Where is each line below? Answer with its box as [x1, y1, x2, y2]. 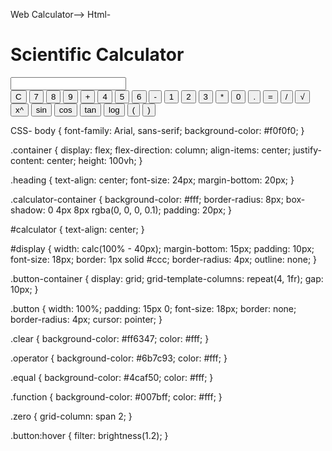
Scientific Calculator [10, 44, 185, 66]
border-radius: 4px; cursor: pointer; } [10, 313, 163, 325]
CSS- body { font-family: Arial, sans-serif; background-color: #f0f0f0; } [10, 124, 305, 136]
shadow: [10, 204, 46, 216]
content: [10, 154, 45, 166]
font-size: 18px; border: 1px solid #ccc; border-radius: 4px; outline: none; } [10, 253, 318, 265]
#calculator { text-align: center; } [10, 223, 145, 235]
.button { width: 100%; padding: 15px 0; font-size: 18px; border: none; [10, 302, 297, 314]
